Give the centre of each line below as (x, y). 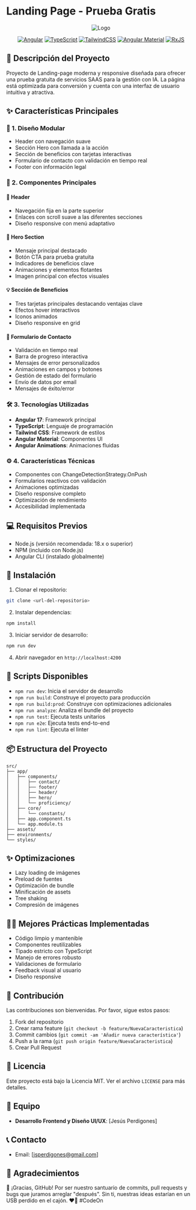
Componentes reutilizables (48, 945)
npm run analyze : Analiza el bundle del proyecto (74, 710)
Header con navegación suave (53, 141)
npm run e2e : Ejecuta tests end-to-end (62, 723)
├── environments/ (29, 834)
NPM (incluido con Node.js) (49, 550)
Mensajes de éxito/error (44, 389)
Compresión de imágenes (47, 905)
